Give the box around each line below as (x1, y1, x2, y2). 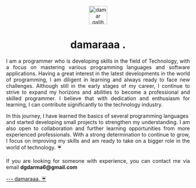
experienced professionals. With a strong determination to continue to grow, (6, 131, 190, 138)
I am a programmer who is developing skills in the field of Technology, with (6, 57, 190, 64)
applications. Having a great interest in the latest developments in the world (6, 70, 190, 77)
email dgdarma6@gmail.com (6, 163, 78, 170)
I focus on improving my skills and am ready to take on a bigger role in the (6, 137, 190, 144)
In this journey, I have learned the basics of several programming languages (6, 112, 189, 119)
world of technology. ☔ (6, 143, 62, 151)
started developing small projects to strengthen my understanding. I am (16, 118, 190, 125)
